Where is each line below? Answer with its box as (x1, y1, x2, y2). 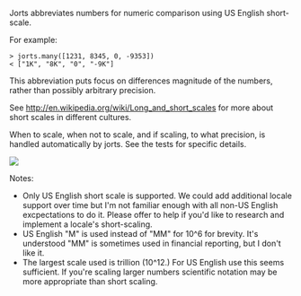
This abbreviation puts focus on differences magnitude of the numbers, (9, 75, 273, 86)
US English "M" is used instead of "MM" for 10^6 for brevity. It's (22, 229, 259, 239)
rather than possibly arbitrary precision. (9, 85, 156, 95)
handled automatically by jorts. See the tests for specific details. (9, 139, 247, 149)
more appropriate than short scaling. (22, 276, 158, 286)
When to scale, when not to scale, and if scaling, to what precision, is (9, 129, 266, 140)
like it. (22, 248, 45, 258)
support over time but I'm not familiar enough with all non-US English (22, 200, 279, 210)
